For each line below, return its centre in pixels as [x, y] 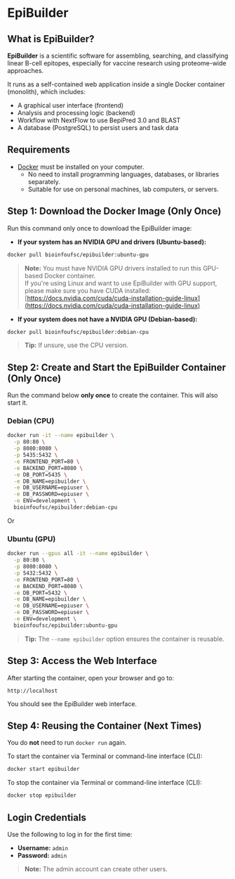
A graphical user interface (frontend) [70, 105]
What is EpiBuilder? [51, 39]
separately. [44, 181]
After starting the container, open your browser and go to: [90, 678]
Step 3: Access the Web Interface [82, 661]
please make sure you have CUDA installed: [87, 290]
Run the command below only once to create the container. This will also [113, 396]
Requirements [39, 150]
